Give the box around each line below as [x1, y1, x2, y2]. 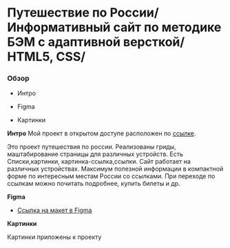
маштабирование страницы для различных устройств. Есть [7, 150, 184, 158]
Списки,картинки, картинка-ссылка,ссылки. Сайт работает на [7, 158, 191, 166]
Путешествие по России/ [7, 5, 160, 21]
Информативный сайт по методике [7, 19, 222, 35]
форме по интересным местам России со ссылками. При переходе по [7, 172, 216, 180]
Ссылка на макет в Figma [17, 206, 92, 215]
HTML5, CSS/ [7, 49, 86, 65]
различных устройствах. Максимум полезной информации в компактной [7, 164, 224, 173]
